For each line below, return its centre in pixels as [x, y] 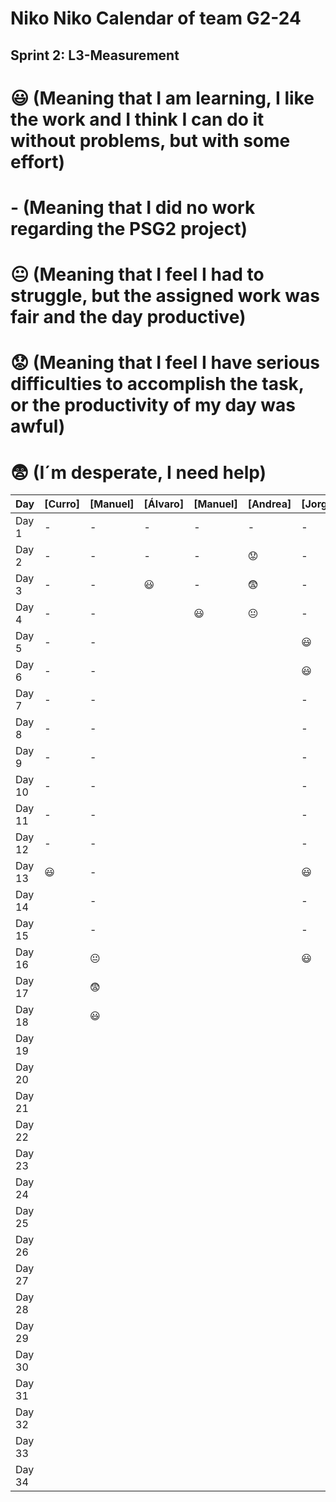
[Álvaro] [164, 504]
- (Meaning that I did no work [133, 207]
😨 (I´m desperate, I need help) [138, 472]
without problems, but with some [150, 140]
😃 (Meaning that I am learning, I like [162, 98]
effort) [38, 161]
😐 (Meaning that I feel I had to [137, 274]
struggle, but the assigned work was [165, 296]
